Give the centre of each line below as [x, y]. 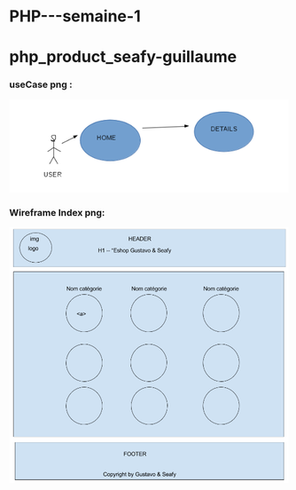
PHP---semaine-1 [75, 16]
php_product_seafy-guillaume [123, 57]
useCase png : [41, 84]
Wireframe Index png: [57, 212]
